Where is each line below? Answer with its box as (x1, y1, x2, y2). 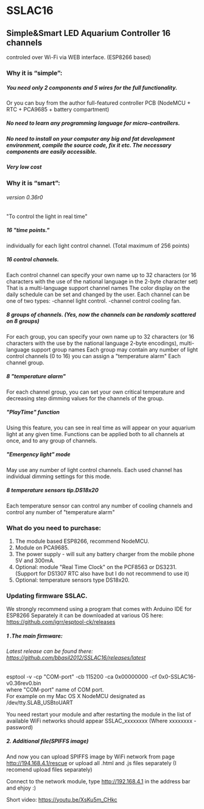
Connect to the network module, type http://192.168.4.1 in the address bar (6, 777, 191, 785)
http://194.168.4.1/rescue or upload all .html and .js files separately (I (6, 759, 177, 766)
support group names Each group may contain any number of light (30, 345, 198, 353)
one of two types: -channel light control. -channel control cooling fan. (6, 297, 181, 305)
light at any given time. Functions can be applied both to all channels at (6, 430, 185, 437)
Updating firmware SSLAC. (6, 592, 88, 600)
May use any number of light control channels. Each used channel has (6, 466, 183, 473)
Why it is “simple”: (6, 68, 63, 77)
